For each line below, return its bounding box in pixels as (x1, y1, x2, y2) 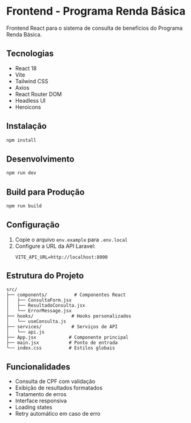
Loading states (15, 404, 53, 411)
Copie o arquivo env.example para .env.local (15, 236, 128, 243)
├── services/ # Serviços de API (6, 324, 118, 330)
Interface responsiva (15, 397, 67, 405)
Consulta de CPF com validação (15, 378, 96, 385)
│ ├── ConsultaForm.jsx (6, 297, 72, 303)
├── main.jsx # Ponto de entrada (6, 340, 118, 346)
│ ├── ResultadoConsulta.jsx (6, 303, 85, 309)
